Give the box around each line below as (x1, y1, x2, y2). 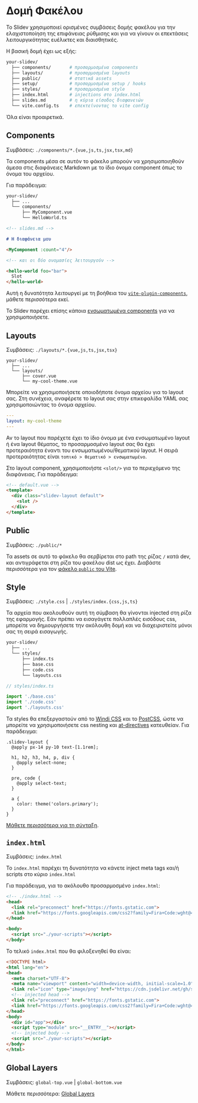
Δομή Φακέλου (6, 4, 84, 18)
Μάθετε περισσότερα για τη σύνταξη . (6, 822, 99, 829)
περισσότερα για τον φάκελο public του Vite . (6, 565, 117, 572)
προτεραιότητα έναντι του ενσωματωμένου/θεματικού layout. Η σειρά (6, 447, 179, 454)
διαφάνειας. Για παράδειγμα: (6, 470, 78, 478)
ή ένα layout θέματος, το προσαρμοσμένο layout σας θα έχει (6, 440, 155, 447)
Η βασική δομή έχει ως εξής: (6, 47, 77, 54)
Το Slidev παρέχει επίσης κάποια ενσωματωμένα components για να (6, 308, 175, 315)
